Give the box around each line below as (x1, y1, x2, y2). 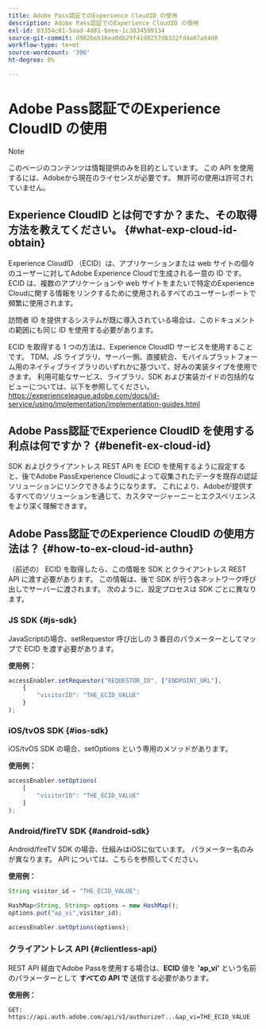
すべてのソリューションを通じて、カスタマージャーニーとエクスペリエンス (14, 491, 256, 501)
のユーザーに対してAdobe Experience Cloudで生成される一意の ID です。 (8, 268, 246, 278)
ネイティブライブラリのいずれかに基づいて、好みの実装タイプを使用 (29, 361, 251, 371)
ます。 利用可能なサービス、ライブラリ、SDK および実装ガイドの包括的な (14, 372, 256, 381)
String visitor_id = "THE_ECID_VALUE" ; (8, 887, 141, 895)
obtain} (8, 236, 46, 250)
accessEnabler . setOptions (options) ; (8, 923, 129, 931)
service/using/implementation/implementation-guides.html (8, 399, 201, 408)
